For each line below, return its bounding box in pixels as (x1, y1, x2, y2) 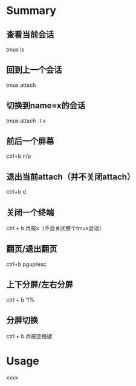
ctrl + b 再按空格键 (6, 332, 53, 340)
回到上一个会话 (6, 65, 62, 75)
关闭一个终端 (6, 207, 54, 217)
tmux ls (6, 46, 25, 53)
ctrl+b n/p (6, 152, 31, 160)
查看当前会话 (6, 29, 54, 39)
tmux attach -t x (6, 117, 47, 124)
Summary (6, 4, 56, 18)
